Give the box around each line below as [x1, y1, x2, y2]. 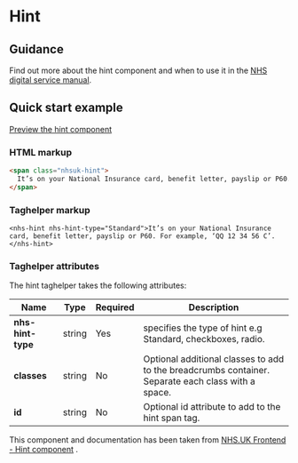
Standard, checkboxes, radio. [143, 333, 265, 346]
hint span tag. [143, 411, 200, 424]
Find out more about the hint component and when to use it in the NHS [9, 65, 268, 76]
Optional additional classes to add [143, 353, 285, 365]
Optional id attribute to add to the [143, 401, 281, 413]
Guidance [9, 42, 64, 57]
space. [143, 387, 171, 399]
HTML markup [9, 146, 73, 158]
